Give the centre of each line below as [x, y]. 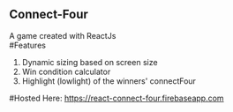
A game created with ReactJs [63, 35]
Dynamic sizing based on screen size [90, 62]
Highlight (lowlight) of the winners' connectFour [109, 81]
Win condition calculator [66, 71]
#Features [28, 45]
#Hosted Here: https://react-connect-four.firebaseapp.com [116, 98]
